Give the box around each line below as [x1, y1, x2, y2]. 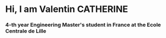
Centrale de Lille [5, 27, 47, 34]
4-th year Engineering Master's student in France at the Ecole [5, 21, 161, 28]
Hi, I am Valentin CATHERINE [5, 3, 128, 15]
